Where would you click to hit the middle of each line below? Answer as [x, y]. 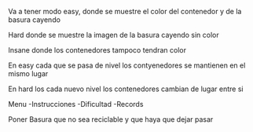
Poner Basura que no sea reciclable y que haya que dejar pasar [111, 119]
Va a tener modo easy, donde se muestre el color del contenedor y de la [125, 11]
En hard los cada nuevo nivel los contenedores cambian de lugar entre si [126, 89]
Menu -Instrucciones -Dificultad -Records [76, 104]
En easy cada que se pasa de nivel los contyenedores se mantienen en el [127, 65]
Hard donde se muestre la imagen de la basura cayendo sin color [114, 35]
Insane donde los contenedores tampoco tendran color [97, 50]
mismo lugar [28, 73]
